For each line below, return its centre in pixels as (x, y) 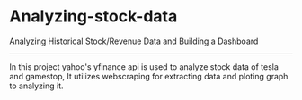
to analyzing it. (37, 86)
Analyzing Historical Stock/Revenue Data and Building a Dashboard (134, 41)
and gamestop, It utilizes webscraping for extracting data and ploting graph (149, 76)
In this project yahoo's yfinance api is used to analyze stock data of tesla (144, 67)
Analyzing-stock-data (93, 17)
